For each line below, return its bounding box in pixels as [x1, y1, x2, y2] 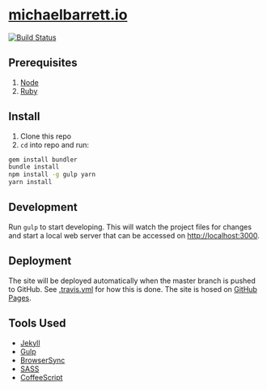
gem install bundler [8, 156, 78, 164]
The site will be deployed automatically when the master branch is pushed [8, 276, 256, 285]
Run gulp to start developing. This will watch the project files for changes [8, 221, 252, 232]
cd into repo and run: [19, 139, 90, 149]
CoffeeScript [19, 372, 63, 382]
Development [8, 200, 78, 214]
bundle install [8, 163, 60, 171]
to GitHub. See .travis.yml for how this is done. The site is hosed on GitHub [8, 284, 257, 294]
